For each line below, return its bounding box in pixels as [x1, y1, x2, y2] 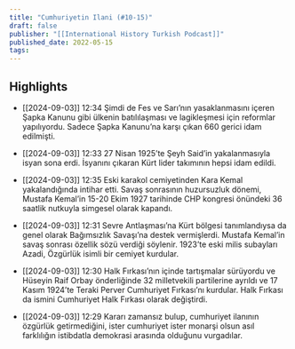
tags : [9, 46, 29, 55]
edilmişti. [21, 131, 56, 141]
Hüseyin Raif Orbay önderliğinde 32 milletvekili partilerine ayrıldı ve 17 [21, 274, 278, 285]
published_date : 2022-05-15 [9, 37, 114, 47]
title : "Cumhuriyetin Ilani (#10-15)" [9, 12, 153, 22]
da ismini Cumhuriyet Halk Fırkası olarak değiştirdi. [21, 294, 208, 305]
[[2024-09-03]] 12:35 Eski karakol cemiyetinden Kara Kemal [21, 174, 243, 185]
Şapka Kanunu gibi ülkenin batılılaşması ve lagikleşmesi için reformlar [21, 112, 276, 123]
